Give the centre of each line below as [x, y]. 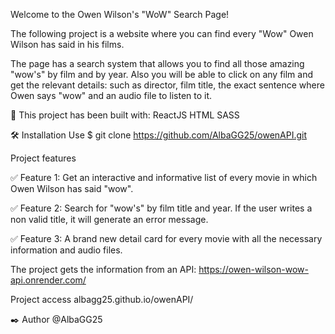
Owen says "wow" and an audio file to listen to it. [111, 95]
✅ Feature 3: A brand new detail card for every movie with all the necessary [166, 238]
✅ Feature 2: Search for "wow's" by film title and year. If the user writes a [161, 208]
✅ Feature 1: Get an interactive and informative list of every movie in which [164, 177]
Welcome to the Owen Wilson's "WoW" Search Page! [120, 14]
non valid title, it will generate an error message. [109, 219]
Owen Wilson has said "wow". [72, 188]
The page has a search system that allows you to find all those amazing [157, 63]
